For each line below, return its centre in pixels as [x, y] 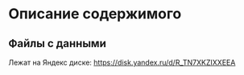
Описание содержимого [95, 14]
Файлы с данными [57, 43]
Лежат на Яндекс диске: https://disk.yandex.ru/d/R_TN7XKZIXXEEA [122, 62]
